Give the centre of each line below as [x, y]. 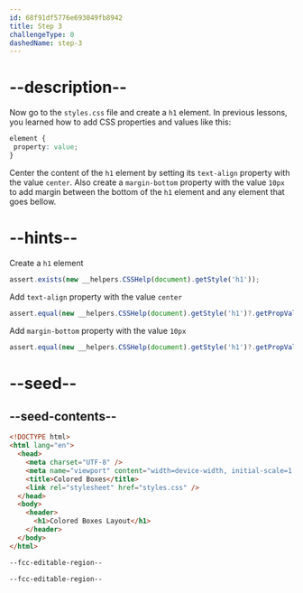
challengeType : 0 [42, 34]
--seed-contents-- [63, 416]
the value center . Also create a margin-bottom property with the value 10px [147, 182]
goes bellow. [33, 201]
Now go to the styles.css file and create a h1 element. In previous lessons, [148, 113]
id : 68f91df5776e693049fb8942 [66, 18]
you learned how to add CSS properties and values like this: [120, 122]
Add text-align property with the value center [96, 296]
